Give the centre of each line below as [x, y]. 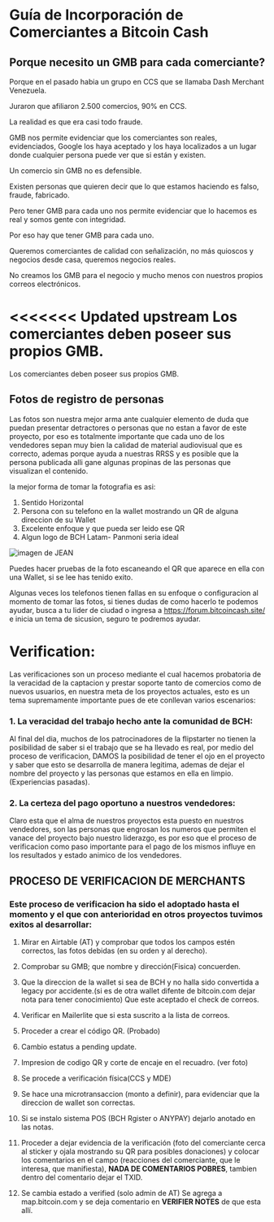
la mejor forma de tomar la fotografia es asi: [83, 486]
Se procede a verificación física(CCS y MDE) [96, 1078]
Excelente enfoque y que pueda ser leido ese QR [103, 528]
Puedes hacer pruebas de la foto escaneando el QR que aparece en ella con [137, 568]
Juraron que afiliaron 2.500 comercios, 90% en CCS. [98, 106]
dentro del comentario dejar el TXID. [82, 1177]
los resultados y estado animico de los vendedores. [96, 855]
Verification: [52, 651]
